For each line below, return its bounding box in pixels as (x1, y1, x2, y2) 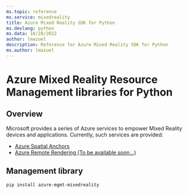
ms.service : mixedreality (6, 14, 70, 20)
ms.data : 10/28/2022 (6, 31, 58, 37)
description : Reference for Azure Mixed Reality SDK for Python (6, 42, 168, 48)
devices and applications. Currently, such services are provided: (6, 131, 164, 138)
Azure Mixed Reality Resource (6, 72, 158, 86)
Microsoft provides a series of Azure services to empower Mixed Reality (6, 125, 183, 132)
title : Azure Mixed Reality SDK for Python (6, 20, 116, 26)
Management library (6, 166, 83, 176)
